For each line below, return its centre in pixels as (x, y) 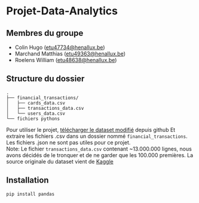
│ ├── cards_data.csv (36, 103)
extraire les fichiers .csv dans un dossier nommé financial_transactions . (97, 136)
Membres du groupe (45, 33)
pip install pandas (30, 194)
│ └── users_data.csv (36, 113)
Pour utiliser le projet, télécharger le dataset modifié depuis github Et (91, 130)
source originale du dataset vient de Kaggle (60, 161)
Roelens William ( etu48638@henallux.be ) (66, 60)
